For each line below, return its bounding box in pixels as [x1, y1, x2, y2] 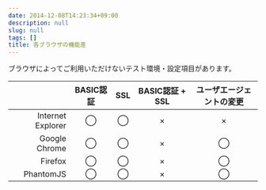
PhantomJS [23, 169, 67, 180]
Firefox [40, 156, 67, 167]
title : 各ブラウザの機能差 [8, 41, 87, 49]
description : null [8, 19, 69, 27]
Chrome [36, 143, 67, 154]
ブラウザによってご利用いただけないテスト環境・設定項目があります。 [8, 64, 236, 74]
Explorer [35, 120, 67, 131]
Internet [36, 110, 67, 121]
